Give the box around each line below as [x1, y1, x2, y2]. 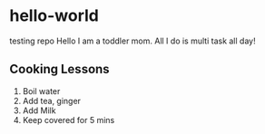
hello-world [9, 5, 100, 26]
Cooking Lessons [9, 62, 111, 77]
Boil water [22, 85, 61, 96]
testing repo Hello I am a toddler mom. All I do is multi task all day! [9, 35, 256, 46]
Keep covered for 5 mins [22, 114, 115, 125]
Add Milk [22, 105, 56, 116]
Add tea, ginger [22, 95, 82, 106]
